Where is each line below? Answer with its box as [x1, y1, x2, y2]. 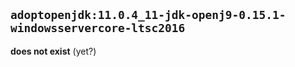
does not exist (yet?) [10, 45, 97, 57]
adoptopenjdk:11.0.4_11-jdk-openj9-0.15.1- [10, 8, 287, 23]
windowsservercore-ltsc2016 [10, 21, 186, 36]
